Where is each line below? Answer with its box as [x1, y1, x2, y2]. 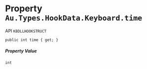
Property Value [5, 48, 37, 54]
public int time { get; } [5, 37, 58, 42]
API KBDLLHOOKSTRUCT [5, 28, 47, 34]
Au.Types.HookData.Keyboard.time [5, 13, 143, 23]
